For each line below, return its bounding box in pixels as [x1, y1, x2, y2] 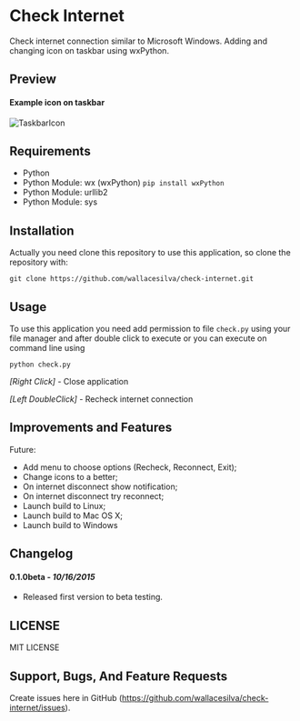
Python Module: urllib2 [22, 187, 108, 198]
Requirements [9, 143, 91, 159]
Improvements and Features [9, 420, 173, 436]
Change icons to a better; [22, 471, 118, 482]
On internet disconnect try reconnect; [22, 490, 165, 501]
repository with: [9, 256, 68, 268]
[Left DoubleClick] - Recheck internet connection [9, 393, 194, 405]
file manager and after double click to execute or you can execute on [9, 333, 267, 344]
